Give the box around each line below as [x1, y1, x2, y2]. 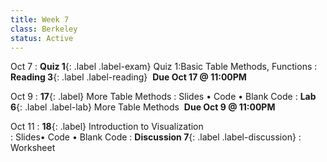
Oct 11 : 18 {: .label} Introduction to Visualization [10, 121, 204, 133]
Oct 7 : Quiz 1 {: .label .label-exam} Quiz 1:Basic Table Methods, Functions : [10, 61, 318, 73]
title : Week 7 [10, 14, 70, 25]
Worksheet [10, 142, 56, 154]
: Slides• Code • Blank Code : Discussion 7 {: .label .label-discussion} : [10, 131, 302, 143]
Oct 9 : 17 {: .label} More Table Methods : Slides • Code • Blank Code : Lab [10, 91, 317, 103]
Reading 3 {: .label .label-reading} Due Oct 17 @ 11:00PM [10, 71, 247, 83]
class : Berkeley [10, 24, 78, 34]
